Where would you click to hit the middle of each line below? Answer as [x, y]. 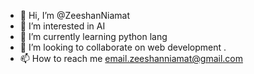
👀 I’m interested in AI [62, 26]
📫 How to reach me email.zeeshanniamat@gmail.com [131, 58]
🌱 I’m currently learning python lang [93, 36]
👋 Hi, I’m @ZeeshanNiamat [74, 15]
